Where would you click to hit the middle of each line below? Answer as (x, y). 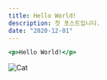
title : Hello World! (43, 16)
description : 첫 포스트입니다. (54, 23)
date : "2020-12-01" (41, 30)
